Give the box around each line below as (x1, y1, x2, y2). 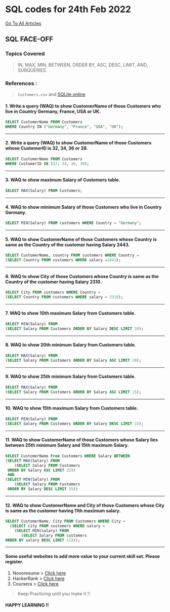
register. (5, 559, 24, 565)
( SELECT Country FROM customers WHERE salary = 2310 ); (5, 295, 123, 300)
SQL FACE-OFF (5, 35, 54, 44)
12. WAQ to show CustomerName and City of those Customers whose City (5, 502, 164, 508)
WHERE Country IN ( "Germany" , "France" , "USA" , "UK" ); (5, 124, 123, 129)
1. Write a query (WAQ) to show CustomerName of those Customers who (5, 103, 161, 109)
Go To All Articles (5, 20, 41, 26)
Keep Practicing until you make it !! (17, 590, 90, 596)
